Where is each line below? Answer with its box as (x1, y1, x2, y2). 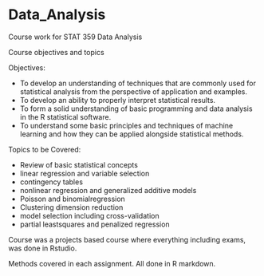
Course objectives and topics (8, 47, 105, 57)
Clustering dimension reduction (19, 202, 124, 212)
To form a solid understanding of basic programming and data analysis (19, 104, 253, 113)
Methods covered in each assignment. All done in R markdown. (8, 258, 216, 268)
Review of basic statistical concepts (19, 160, 138, 169)
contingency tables (19, 177, 84, 187)
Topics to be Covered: (8, 144, 81, 154)
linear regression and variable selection (19, 168, 150, 178)
